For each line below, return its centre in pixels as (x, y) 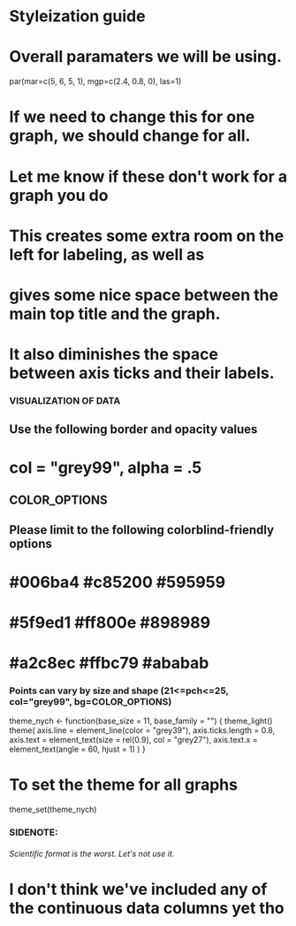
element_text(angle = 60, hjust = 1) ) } (77, 749)
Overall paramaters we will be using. (146, 57)
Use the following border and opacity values (133, 430)
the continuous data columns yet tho (147, 908)
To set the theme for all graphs (124, 785)
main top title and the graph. (115, 314)
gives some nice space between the (144, 295)
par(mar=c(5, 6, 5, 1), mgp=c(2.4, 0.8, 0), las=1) (95, 81)
